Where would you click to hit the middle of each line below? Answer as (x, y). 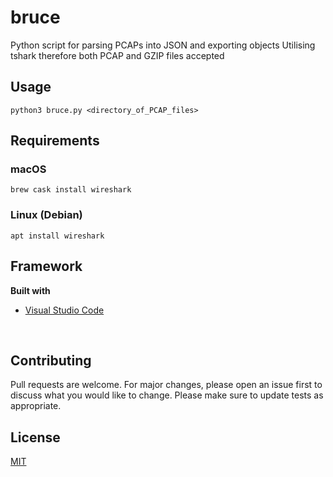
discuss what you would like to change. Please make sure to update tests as (167, 395)
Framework (46, 266)
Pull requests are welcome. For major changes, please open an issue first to (166, 385)
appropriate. (36, 406)
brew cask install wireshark (71, 190)
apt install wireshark (57, 236)
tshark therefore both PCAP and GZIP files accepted (117, 55)
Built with (30, 290)
